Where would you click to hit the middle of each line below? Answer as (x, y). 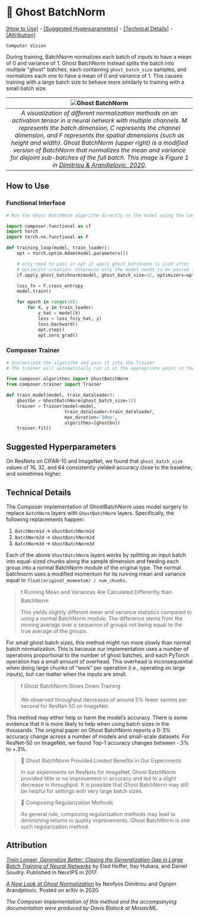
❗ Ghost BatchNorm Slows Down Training (70, 686)
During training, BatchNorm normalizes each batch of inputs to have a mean (99, 56)
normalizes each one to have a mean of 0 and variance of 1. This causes (94, 75)
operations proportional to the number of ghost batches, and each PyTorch (98, 655)
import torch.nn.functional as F (47, 237)
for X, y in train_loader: (61, 308)
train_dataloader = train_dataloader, (110, 412)
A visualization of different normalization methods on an (99, 113)
